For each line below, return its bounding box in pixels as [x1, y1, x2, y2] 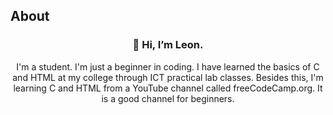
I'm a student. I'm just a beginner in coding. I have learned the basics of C [16, 60, 320, 73]
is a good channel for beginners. [101, 92, 235, 104]
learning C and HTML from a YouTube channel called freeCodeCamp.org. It [13, 82, 323, 94]
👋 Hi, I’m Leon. [132, 38, 204, 52]
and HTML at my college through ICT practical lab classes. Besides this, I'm [12, 71, 324, 83]
